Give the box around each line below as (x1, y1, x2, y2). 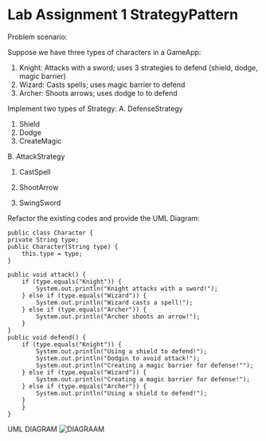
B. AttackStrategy (7, 152, 65, 161)
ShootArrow (18, 182, 59, 192)
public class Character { (7, 229, 93, 237)
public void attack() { (7, 270, 87, 278)
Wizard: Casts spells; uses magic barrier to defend (18, 80, 186, 89)
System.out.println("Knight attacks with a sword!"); (36, 285, 218, 293)
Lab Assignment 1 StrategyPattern (7, 6, 239, 24)
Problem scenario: (7, 32, 68, 41)
